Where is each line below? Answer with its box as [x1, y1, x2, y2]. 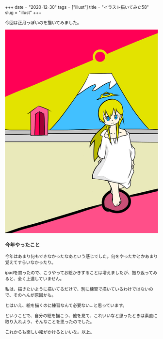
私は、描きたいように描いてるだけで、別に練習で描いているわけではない [5, 286, 149, 292]
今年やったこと [5, 241, 40, 248]
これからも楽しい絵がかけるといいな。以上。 [5, 329, 95, 335]
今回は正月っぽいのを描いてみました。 [5, 20, 81, 25]
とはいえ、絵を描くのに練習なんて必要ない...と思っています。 [5, 302, 127, 308]
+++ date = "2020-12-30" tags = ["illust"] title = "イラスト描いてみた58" [5, 4, 149, 10]
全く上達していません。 [17, 276, 65, 282]
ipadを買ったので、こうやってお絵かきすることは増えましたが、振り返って [5, 270, 153, 276]
